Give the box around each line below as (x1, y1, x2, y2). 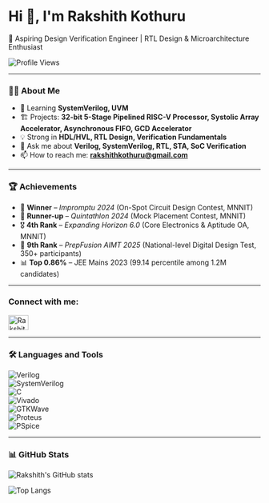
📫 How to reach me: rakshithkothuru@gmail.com (19, 150, 188, 160)
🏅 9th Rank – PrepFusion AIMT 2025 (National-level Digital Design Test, (19, 240, 257, 250)
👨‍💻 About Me (8, 85, 60, 96)
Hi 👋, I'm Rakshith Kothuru (8, 7, 187, 26)
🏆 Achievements (8, 182, 78, 193)
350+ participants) (19, 248, 82, 258)
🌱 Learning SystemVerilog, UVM (19, 103, 129, 113)
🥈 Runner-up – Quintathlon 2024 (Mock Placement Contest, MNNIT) (19, 211, 247, 221)
